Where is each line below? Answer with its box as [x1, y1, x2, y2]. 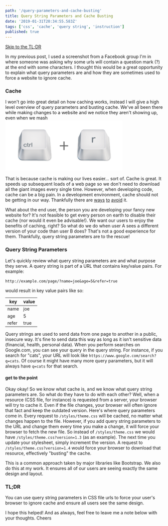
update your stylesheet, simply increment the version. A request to [5, 439, 143, 445]
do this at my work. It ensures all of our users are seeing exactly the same [5, 465, 158, 471]
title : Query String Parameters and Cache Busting [5, 13, 113, 19]
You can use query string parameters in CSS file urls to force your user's [5, 494, 155, 500]
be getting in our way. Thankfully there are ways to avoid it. [5, 197, 128, 203]
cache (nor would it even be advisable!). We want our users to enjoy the [5, 217, 154, 223]
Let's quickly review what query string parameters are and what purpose [5, 257, 155, 264]
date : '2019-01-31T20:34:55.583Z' [5, 19, 78, 24]
